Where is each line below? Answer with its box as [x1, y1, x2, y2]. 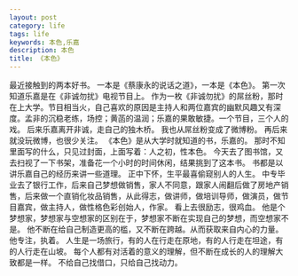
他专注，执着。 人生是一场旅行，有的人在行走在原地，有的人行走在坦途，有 [9, 235, 284, 245]
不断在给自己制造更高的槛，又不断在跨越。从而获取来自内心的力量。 [34, 224, 284, 234]
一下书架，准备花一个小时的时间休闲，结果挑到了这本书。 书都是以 [39, 157, 284, 168]
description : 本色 [9, 46, 74, 55]
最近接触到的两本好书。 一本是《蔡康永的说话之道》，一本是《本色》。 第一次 [9, 80, 286, 90]
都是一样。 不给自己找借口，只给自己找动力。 [16, 257, 183, 267]
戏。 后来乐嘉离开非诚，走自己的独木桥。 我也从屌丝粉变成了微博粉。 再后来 [9, 124, 288, 134]
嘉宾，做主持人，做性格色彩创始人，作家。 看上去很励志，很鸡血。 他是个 [16, 201, 286, 212]
